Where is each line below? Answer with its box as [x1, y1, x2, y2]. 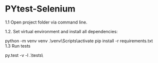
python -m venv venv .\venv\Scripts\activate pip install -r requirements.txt [5, 38, 153, 44]
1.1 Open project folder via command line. [5, 19, 88, 25]
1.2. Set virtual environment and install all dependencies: [5, 28, 118, 34]
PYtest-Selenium [5, 3, 76, 14]
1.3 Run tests [5, 43, 31, 49]
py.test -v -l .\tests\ [5, 52, 44, 58]
